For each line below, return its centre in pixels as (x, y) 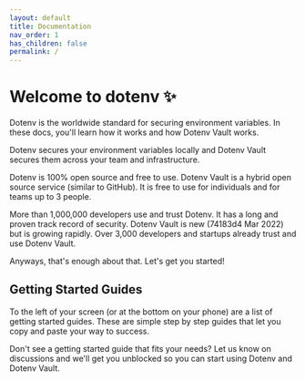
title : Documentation (51, 26)
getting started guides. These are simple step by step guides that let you (146, 321)
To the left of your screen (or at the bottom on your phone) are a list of (141, 312)
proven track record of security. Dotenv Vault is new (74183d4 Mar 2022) (147, 224)
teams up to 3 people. (51, 197)
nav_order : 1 (34, 35)
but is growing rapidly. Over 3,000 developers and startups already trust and (153, 234)
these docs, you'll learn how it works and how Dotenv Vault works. (134, 132)
